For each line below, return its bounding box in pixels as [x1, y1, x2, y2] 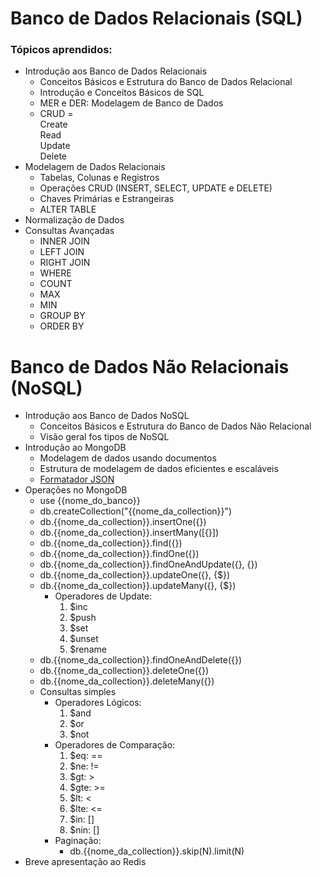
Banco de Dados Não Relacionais [10, 355, 290, 378]
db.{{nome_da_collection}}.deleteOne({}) [39, 665, 210, 677]
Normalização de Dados [24, 214, 125, 226]
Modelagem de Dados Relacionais [24, 161, 166, 173]
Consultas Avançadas [24, 225, 115, 237]
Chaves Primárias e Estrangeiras [39, 193, 175, 205]
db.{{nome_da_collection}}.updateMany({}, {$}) [39, 580, 237, 592]
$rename [69, 643, 107, 656]
